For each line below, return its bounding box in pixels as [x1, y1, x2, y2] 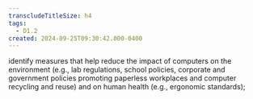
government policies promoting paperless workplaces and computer [8, 73, 237, 83]
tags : [8, 19, 27, 27]
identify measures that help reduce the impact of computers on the [8, 56, 232, 66]
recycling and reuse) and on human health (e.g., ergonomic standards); [8, 82, 246, 92]
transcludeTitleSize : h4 [8, 11, 92, 20]
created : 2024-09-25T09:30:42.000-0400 [8, 34, 143, 43]
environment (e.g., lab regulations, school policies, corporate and [8, 65, 226, 75]
